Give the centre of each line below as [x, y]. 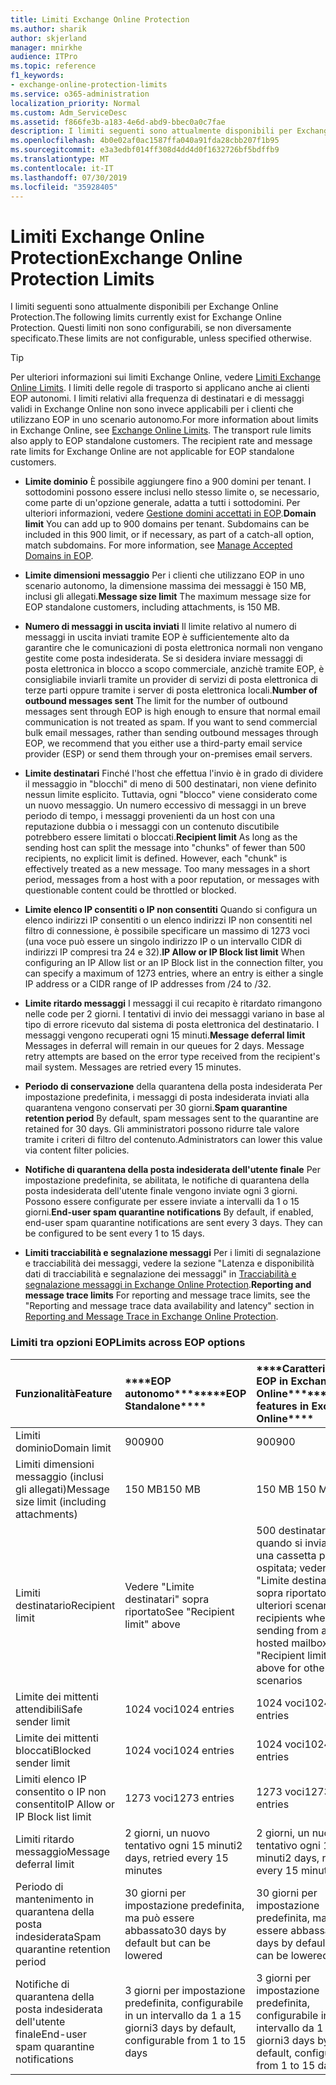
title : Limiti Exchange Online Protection [100, 19]
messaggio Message [63, 1851]
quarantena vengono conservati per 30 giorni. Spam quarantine [156, 1108]
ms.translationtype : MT [60, 159]
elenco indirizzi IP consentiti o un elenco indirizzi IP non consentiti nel [168, 920]
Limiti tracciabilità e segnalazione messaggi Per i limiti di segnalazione [173, 1253]
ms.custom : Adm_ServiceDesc [69, 112]
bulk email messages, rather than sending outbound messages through [171, 733]
